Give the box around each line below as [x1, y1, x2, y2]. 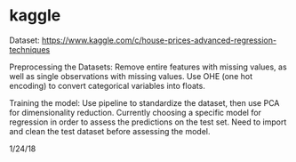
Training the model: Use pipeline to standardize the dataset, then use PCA [9, 97, 280, 108]
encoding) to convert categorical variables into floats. [9, 80, 206, 91]
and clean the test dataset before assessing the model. [9, 126, 211, 136]
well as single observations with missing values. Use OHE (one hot [9, 70, 253, 81]
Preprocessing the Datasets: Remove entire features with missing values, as [9, 61, 287, 72]
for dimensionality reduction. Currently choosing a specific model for [9, 107, 262, 117]
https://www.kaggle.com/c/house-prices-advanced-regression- [41, 35, 277, 45]
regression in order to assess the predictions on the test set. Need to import [9, 117, 287, 127]
